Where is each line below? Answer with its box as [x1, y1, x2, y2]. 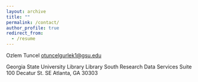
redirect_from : [6, 30, 44, 36]
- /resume [11, 36, 35, 42]
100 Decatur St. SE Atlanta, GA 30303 [6, 70, 98, 76]
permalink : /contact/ [6, 19, 60, 25]
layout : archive [6, 8, 46, 15]
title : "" [6, 14, 31, 20]
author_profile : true [6, 25, 60, 31]
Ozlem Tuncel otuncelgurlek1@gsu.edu [6, 52, 102, 59]
